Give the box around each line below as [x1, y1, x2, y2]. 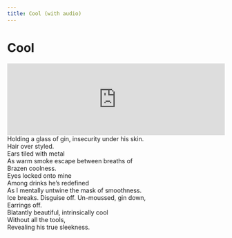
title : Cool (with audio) [7, 10, 81, 17]
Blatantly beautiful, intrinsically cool [7, 208, 108, 217]
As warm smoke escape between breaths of [7, 156, 133, 165]
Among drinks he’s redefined [7, 178, 90, 187]
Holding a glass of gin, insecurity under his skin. [7, 134, 144, 143]
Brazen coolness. [7, 164, 57, 172]
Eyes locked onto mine [7, 171, 72, 180]
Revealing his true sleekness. [7, 223, 90, 231]
